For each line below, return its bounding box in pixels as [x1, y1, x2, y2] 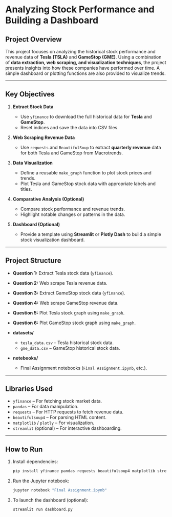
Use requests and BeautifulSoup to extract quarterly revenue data [20, 144, 161, 150]
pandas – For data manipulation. [12, 404, 79, 410]
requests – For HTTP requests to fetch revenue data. [12, 409, 124, 415]
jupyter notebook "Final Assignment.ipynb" [12, 488, 107, 493]
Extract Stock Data [12, 104, 54, 110]
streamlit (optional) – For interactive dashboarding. [12, 425, 122, 431]
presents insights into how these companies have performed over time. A [5, 65, 160, 71]
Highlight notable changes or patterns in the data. [20, 211, 125, 217]
